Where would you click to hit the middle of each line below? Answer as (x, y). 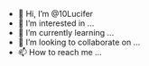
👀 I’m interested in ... (56, 23)
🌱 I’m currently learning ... (66, 33)
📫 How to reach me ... (60, 52)
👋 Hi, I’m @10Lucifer (55, 14)
